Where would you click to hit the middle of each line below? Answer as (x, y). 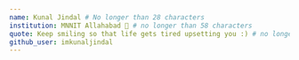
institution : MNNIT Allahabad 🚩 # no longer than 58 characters (131, 26)
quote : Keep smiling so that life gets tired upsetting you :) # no (139, 34)
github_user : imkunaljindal (61, 42)
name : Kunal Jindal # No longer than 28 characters (107, 17)
